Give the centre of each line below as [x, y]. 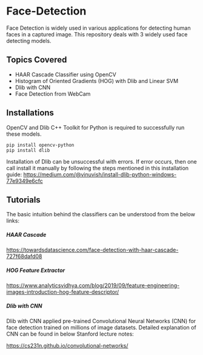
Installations [30, 113]
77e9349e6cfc [25, 181]
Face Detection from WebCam [53, 94]
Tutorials [23, 200]
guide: [14, 174]
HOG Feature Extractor [36, 270]
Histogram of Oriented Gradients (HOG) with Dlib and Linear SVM [97, 81]
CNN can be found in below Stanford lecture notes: [70, 334]
